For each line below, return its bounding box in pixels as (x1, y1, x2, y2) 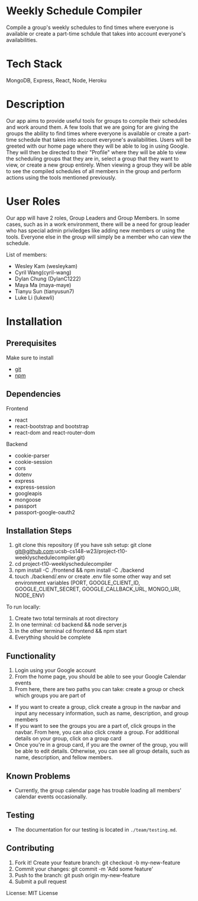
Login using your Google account (14, 667, 96, 674)
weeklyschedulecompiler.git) (14, 554, 85, 561)
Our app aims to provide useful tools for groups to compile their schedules (6, 117, 187, 124)
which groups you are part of (14, 692, 86, 699)
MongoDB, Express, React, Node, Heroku (6, 77, 107, 84)
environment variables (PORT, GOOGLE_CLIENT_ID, (14, 580, 140, 587)
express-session (14, 483, 56, 491)
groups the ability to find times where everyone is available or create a (6, 129, 177, 137)
